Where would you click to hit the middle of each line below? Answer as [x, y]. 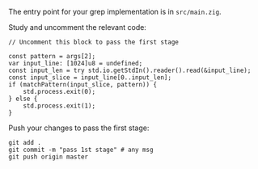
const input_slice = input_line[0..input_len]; [90, 78]
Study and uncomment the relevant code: [78, 27]
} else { [23, 99]
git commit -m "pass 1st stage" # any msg [81, 150]
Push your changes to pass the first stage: [79, 128]
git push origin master [49, 157]
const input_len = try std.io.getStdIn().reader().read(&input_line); [130, 70]
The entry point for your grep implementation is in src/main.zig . [115, 12]
